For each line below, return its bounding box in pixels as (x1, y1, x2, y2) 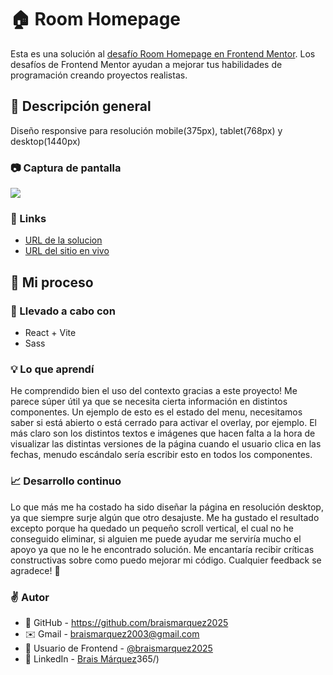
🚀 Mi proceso (10, 274, 94, 291)
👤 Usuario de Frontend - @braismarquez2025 (24, 642, 213, 654)
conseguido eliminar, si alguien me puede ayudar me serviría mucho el (10, 532, 302, 545)
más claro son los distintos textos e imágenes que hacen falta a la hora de (10, 427, 316, 440)
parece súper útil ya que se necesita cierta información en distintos (10, 396, 288, 408)
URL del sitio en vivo (24, 245, 110, 257)
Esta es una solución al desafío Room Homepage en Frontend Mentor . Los (10, 47, 316, 60)
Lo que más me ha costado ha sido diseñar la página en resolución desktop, (10, 501, 324, 513)
